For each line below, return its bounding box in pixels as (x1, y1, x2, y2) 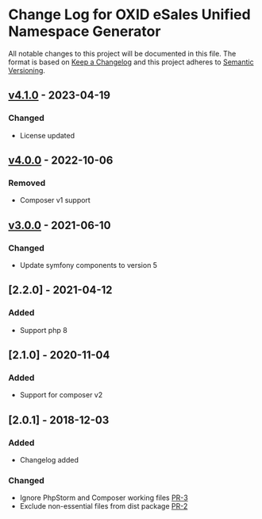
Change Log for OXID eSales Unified (8, 6, 252, 24)
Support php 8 (19, 325, 67, 335)
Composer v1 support (19, 196, 91, 205)
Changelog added (19, 455, 79, 465)
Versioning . (8, 65, 46, 75)
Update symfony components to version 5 (19, 261, 157, 269)
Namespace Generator (8, 22, 161, 41)
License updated (19, 130, 75, 140)
